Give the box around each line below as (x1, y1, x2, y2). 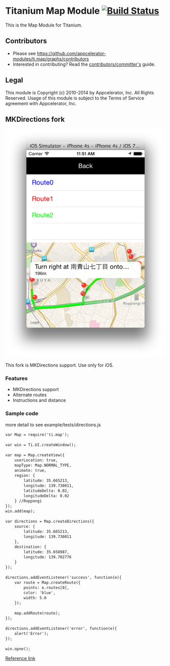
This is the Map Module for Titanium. (5, 22, 82, 28)
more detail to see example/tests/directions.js (5, 421, 101, 428)
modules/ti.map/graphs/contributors (12, 56, 89, 62)
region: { (14, 473, 36, 478)
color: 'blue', (23, 590, 56, 595)
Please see (12, 50, 36, 56)
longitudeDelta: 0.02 (23, 493, 70, 498)
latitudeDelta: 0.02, (23, 488, 70, 493)
